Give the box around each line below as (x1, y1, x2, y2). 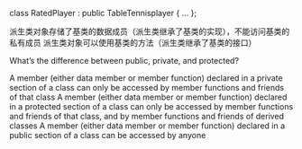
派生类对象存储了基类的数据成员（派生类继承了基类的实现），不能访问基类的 (9, 26, 290, 37)
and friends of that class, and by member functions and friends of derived (9, 111, 285, 121)
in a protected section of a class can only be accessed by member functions (9, 101, 294, 111)
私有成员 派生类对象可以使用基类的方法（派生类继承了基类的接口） (9, 38, 257, 48)
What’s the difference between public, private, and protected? (9, 56, 240, 66)
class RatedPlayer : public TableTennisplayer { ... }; (9, 8, 197, 18)
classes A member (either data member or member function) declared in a (9, 120, 286, 131)
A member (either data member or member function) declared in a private (9, 73, 283, 83)
